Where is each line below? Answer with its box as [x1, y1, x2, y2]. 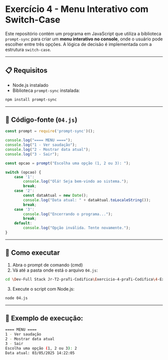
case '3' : [14, 207, 35, 212]
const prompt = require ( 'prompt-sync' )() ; [5, 129, 95, 134]
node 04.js [5, 296, 28, 301]
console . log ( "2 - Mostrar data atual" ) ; [5, 147, 91, 152]
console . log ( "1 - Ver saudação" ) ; [5, 142, 77, 148]
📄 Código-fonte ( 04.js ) [5, 116, 77, 124]
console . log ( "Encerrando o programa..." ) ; [23, 211, 113, 217]
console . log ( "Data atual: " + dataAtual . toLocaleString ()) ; [23, 197, 151, 203]
